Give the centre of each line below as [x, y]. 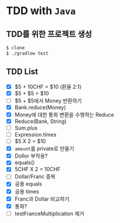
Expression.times [36, 134]
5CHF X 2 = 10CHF [37, 169]
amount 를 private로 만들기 [44, 149]
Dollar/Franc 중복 [35, 177]
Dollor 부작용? [31, 156]
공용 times [27, 191]
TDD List [22, 72]
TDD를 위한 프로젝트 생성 [49, 34]
